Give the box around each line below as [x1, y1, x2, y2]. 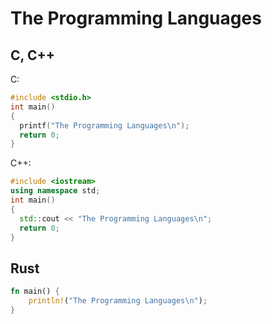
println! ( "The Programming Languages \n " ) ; [28, 296, 208, 306]
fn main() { [10, 287, 60, 297]
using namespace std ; [10, 186, 101, 196]
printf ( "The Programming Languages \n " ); [19, 120, 190, 131]
